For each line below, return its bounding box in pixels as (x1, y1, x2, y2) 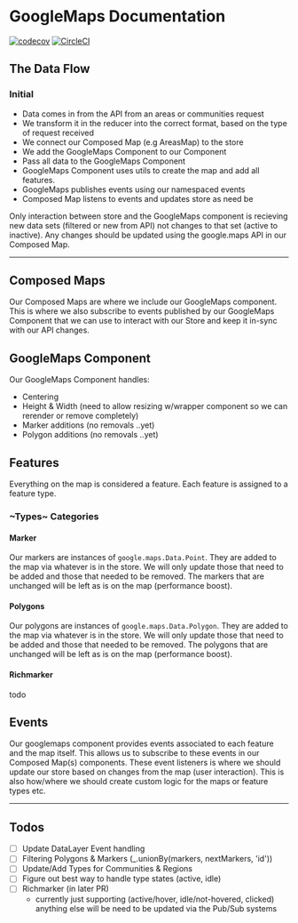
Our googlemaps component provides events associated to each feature (9, 738, 274, 749)
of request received (21, 127, 95, 138)
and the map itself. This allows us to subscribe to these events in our (9, 748, 260, 758)
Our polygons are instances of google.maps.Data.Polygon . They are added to (9, 621, 288, 631)
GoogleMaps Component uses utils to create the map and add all (21, 165, 260, 175)
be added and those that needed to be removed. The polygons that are (9, 639, 269, 650)
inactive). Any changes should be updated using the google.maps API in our (9, 229, 286, 240)
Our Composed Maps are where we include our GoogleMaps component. (9, 296, 278, 308)
